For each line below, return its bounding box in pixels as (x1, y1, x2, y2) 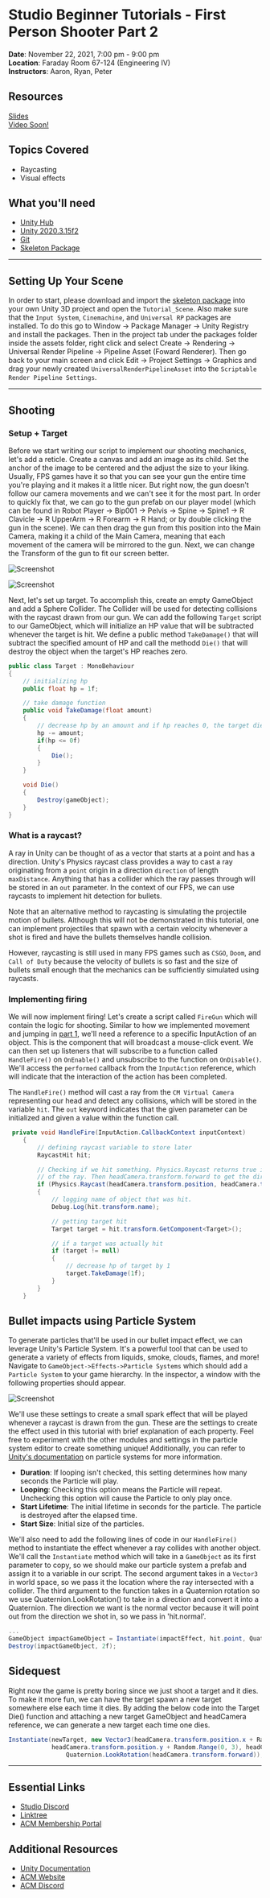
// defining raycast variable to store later (37, 1143, 193, 1152)
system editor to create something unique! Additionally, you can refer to (8, 1443, 246, 1454)
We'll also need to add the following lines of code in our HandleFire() (8, 1535, 237, 1545)
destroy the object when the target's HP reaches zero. (8, 646, 188, 656)
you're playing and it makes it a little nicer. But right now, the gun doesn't (8, 480, 249, 489)
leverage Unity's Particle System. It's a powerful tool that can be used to (8, 1344, 248, 1354)
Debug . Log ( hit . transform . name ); (51, 1203, 160, 1211)
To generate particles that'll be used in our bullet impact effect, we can (8, 1335, 243, 1345)
